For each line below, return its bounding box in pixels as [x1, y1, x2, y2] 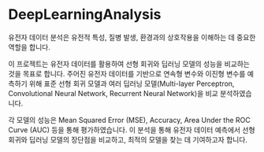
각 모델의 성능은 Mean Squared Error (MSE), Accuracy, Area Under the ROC [8, 115, 251, 124]
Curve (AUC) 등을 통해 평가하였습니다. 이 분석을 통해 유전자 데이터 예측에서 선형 [8, 124, 255, 135]
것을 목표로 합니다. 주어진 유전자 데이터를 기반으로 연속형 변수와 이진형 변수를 [8, 69, 246, 78]
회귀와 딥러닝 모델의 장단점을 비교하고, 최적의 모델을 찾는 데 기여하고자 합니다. [8, 135, 248, 144]
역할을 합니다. [8, 42, 51, 52]
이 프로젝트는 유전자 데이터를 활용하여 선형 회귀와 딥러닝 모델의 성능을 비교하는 [8, 59, 251, 69]
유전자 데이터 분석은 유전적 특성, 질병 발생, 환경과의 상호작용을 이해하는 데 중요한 [8, 32, 256, 42]
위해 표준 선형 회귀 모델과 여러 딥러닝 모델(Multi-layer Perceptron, [28, 79, 235, 88]
